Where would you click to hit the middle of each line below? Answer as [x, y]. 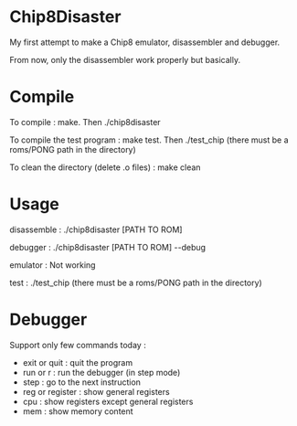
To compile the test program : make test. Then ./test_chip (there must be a [149, 140]
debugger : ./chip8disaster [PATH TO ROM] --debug [108, 247]
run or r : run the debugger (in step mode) [101, 372]
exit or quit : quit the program [78, 362]
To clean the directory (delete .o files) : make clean [105, 167]
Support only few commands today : [78, 345]
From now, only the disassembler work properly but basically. [125, 59]
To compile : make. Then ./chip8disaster [85, 122]
